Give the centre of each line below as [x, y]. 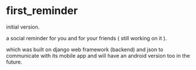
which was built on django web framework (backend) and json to [85, 49]
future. [14, 62]
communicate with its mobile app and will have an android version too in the [98, 55]
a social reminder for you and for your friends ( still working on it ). [87, 38]
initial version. [23, 27]
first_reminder [42, 11]
